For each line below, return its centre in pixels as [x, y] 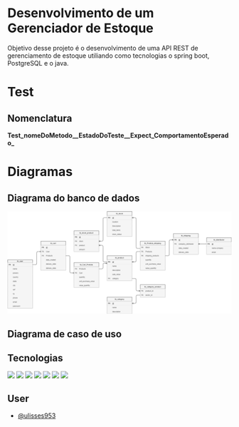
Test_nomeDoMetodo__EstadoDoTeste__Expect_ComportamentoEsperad [118, 135]
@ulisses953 [37, 416]
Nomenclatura [40, 118]
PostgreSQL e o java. [38, 63]
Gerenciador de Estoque [81, 28]
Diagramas [40, 172]
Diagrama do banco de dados [74, 198]
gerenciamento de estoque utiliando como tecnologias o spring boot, [108, 56]
